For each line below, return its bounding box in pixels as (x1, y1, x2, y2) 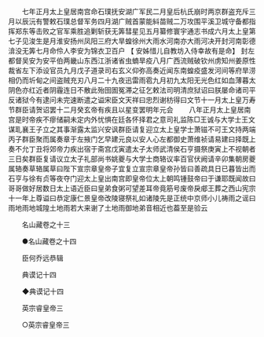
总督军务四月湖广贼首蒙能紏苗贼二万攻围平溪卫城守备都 (69, 16, 249, 26)
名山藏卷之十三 (21, 220, 71, 229)
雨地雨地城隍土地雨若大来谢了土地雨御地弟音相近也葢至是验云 (8, 203, 208, 212)
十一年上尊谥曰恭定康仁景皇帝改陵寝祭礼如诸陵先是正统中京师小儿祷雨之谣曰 (8, 193, 256, 203)
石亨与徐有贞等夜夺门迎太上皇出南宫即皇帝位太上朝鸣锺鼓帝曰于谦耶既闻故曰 (8, 174, 256, 183)
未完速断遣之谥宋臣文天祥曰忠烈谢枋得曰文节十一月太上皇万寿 (56, 95, 256, 104)
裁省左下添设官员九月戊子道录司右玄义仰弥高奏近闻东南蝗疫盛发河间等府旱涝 (8, 66, 256, 75)
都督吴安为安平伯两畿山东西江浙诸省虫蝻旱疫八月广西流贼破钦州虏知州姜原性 (8, 56, 256, 65)
